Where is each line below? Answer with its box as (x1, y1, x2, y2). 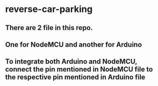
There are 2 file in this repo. (5, 23, 93, 32)
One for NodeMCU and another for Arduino (5, 40, 142, 48)
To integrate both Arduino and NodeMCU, (5, 57, 137, 66)
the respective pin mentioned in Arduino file (5, 73, 145, 81)
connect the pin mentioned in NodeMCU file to (5, 65, 153, 73)
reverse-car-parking (5, 3, 93, 15)
